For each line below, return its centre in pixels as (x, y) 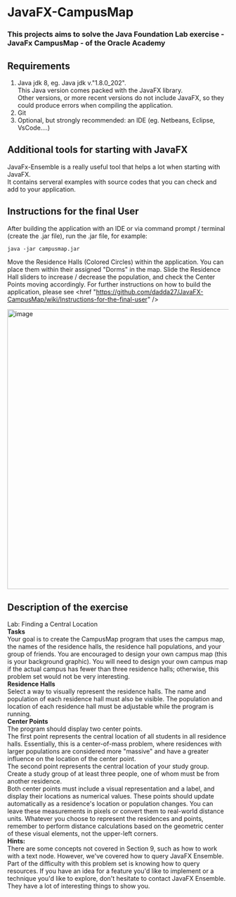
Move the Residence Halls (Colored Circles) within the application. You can (116, 262)
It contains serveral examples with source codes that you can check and (112, 182)
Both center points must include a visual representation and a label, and (111, 789)
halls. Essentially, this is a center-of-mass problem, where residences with (115, 744)
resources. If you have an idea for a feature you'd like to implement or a (111, 871)
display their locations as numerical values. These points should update (111, 796)
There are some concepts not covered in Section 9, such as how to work (112, 848)
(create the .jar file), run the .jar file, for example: (77, 236)
